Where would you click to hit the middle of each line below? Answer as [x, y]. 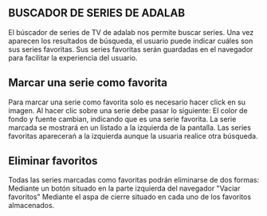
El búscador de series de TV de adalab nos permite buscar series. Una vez [131, 32]
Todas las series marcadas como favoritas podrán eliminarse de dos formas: [134, 180]
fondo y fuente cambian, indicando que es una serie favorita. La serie [122, 119]
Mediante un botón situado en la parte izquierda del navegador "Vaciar [124, 189]
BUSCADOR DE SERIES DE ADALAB [97, 13]
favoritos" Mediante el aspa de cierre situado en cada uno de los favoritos [130, 197]
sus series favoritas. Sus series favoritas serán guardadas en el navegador [131, 49]
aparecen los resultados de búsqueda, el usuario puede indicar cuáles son [131, 41]
